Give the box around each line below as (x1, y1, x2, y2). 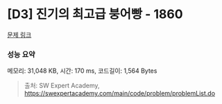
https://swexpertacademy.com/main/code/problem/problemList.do (24, 89, 216, 98)
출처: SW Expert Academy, (24, 81, 100, 90)
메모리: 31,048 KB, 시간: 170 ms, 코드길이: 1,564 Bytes (7, 67, 157, 75)
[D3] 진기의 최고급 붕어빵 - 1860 (7, 6, 183, 22)
